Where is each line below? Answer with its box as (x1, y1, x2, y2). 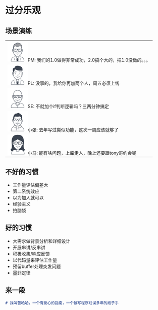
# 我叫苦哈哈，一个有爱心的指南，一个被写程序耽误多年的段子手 (5, 300, 119, 305)
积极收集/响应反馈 (12, 251, 50, 257)
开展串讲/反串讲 (12, 244, 45, 250)
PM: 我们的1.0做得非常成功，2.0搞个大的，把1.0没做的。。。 (27, 57, 150, 63)
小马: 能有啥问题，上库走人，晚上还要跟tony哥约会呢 (27, 150, 137, 156)
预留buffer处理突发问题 (12, 263, 61, 269)
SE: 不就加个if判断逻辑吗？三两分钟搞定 (27, 104, 110, 110)
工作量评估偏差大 (12, 182, 48, 188)
